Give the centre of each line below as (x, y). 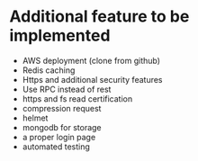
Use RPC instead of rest (67, 89)
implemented (60, 36)
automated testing (56, 147)
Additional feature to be (99, 17)
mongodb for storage (62, 127)
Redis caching (49, 70)
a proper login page (59, 137)
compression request (62, 108)
